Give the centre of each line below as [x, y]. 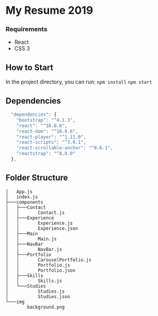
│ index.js [22, 197]
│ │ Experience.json [42, 228]
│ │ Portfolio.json [41, 270]
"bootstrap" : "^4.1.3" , [46, 120]
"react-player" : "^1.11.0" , [51, 137]
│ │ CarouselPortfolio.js [49, 260]
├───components [25, 202]
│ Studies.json [38, 297]
